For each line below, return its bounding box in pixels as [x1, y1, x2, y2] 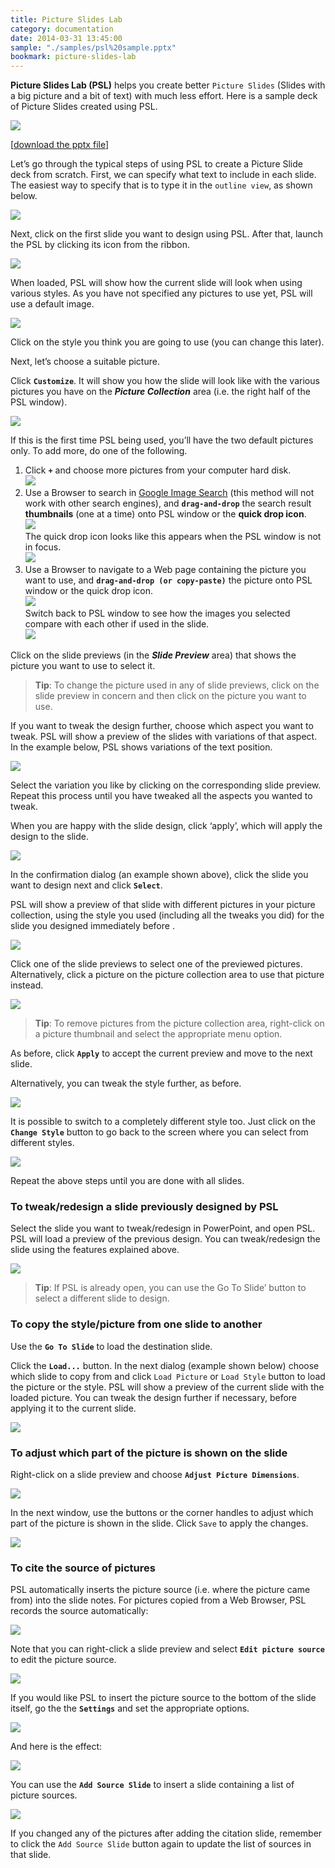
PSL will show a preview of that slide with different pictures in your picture [10, 899, 316, 911]
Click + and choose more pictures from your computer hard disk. [24, 464, 292, 476]
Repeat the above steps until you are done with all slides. [10, 1175, 245, 1187]
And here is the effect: [10, 1741, 103, 1753]
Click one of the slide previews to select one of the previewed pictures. [10, 958, 303, 970]
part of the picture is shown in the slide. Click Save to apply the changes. [10, 1517, 309, 1530]
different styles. [10, 1137, 75, 1149]
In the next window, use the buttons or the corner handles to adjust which [10, 1507, 314, 1519]
